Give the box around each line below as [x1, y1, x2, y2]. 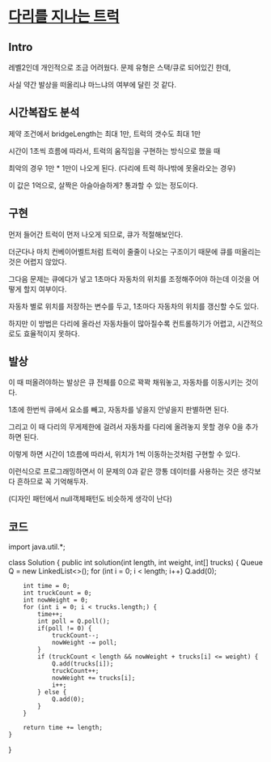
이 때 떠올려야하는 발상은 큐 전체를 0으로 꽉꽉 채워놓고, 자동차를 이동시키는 [8, 377, 244, 387]
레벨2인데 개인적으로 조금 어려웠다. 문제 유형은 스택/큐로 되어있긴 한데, [8, 62, 231, 72]
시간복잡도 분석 [8, 106, 80, 120]
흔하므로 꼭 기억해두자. [16, 477, 89, 487]
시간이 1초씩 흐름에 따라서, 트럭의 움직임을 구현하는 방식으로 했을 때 [8, 146, 221, 155]
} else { [37, 688, 67, 696]
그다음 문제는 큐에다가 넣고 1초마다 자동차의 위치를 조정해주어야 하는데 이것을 [8, 274, 252, 283]
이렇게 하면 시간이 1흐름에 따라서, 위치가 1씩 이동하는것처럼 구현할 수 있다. [8, 449, 241, 459]
